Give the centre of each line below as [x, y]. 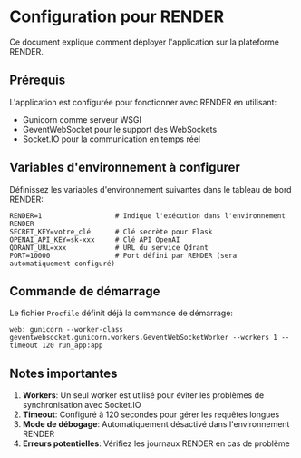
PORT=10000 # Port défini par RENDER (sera [123, 255]
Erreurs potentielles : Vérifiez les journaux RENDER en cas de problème [156, 443]
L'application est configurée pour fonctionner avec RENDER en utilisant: [143, 102]
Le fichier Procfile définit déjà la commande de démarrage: [121, 313]
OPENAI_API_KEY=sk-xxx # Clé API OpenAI [95, 239]
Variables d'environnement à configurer [125, 168]
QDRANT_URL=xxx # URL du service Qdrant [109, 247]
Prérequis [38, 80]
